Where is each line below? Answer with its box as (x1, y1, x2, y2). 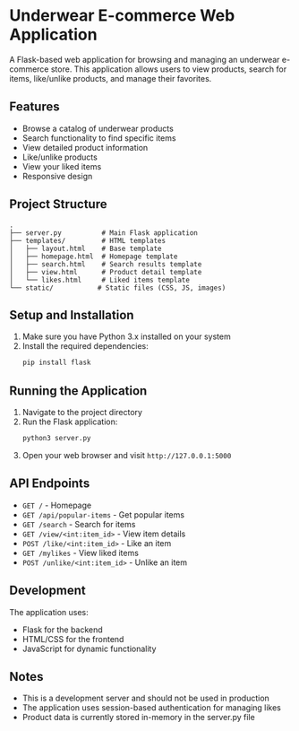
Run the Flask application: (21, 416, 118, 427)
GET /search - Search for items (21, 518, 136, 529)
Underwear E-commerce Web (9, 5, 235, 26)
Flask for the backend (21, 624, 103, 635)
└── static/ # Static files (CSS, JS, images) (9, 283, 226, 292)
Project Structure (9, 196, 107, 212)
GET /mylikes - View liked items (21, 547, 139, 558)
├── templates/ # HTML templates (9, 236, 167, 245)
